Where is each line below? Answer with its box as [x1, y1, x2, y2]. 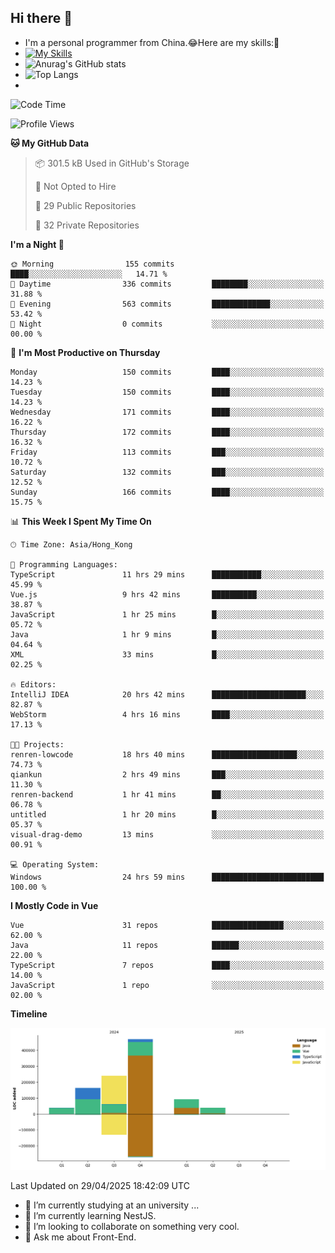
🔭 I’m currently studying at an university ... [24, 1199, 200, 1211]
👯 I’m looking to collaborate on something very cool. [24, 1220, 240, 1232]
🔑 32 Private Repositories [34, 219, 140, 231]
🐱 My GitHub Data [10, 137, 90, 149]
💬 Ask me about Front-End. [24, 1231, 137, 1243]
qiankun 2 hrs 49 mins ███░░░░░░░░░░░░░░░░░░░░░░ [10, 769, 325, 780]
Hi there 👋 [10, 10, 73, 27]
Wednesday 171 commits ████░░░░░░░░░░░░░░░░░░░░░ [10, 407, 325, 417]
